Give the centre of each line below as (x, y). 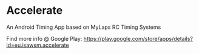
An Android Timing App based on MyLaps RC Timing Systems (84, 27)
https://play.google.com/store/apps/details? (138, 38)
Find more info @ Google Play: (44, 38)
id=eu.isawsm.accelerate (38, 45)
